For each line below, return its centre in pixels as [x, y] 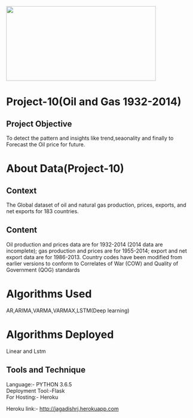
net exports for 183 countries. [42, 211]
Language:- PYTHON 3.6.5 [39, 384]
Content [22, 230]
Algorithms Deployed [60, 334]
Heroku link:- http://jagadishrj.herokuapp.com [62, 408]
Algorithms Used [49, 294]
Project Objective [39, 124]
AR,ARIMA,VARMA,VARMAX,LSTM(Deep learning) [68, 311]
